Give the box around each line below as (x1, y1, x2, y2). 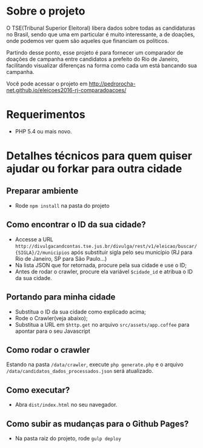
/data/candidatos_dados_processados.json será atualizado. (6, 367, 153, 375)
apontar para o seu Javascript (15, 327, 90, 335)
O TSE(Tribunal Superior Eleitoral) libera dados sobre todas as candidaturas (6, 24, 196, 32)
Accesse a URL (15, 235, 53, 243)
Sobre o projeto (6, 4, 85, 18)
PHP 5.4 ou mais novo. (15, 127, 72, 135)
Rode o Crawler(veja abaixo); (15, 314, 88, 322)
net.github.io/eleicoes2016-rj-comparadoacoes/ (6, 86, 127, 93)
